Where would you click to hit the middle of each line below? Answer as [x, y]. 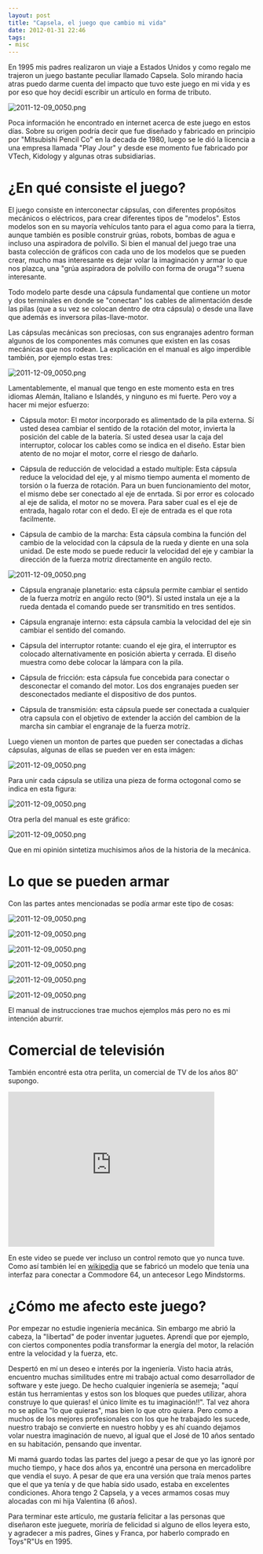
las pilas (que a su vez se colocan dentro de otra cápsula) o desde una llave [131, 309]
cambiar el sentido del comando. [73, 630]
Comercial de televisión [87, 1050]
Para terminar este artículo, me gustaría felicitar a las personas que [117, 1516]
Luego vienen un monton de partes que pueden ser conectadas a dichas [126, 742]
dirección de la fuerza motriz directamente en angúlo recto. [116, 559]
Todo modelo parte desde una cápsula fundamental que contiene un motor [130, 292]
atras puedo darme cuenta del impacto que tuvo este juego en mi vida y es [129, 84]
